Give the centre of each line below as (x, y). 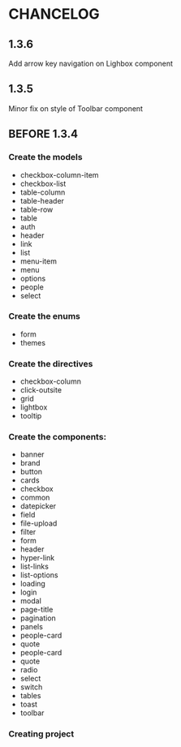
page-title (37, 610)
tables (30, 696)
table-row (37, 209)
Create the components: (58, 437)
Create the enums (45, 316)
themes (33, 342)
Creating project (41, 734)
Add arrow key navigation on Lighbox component (90, 63)
